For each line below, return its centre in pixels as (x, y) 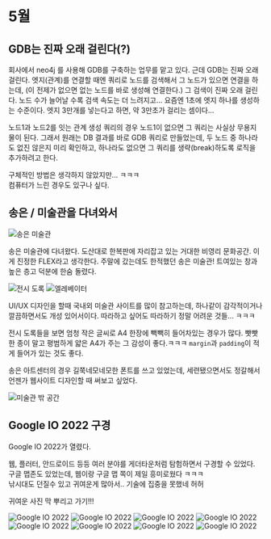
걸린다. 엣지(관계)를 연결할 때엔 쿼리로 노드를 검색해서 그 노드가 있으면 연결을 (129, 80)
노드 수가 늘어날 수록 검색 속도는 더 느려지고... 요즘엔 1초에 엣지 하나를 (129, 100)
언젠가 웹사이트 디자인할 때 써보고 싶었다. (73, 380)
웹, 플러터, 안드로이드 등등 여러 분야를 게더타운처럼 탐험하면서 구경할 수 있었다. (132, 463)
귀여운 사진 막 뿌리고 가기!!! (51, 501)
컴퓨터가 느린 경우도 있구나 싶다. (59, 185)
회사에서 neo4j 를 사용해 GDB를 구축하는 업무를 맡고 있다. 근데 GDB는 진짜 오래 (133, 70)
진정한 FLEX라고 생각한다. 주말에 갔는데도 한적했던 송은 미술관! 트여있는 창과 (137, 261)
